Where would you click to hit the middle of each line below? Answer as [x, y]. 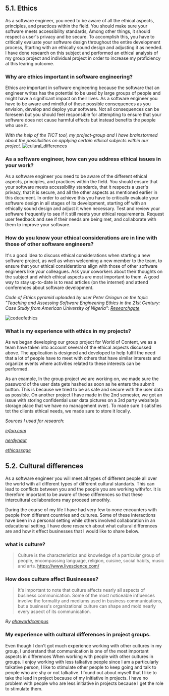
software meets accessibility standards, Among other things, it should [78, 31]
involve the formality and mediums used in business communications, [90, 601]
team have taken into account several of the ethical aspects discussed [78, 347]
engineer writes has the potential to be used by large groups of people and [83, 93]
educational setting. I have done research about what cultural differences [81, 525]
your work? [19, 166]
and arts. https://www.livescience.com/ [59, 566]
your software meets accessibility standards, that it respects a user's [77, 187]
